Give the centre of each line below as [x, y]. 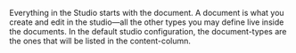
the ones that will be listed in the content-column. [100, 41]
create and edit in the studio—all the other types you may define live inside [147, 22]
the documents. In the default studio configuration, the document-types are [148, 31]
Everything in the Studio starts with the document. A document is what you [147, 13]
